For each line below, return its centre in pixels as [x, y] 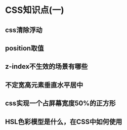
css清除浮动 [24, 30]
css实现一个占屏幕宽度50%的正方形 [61, 104]
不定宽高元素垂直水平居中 [44, 85]
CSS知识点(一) [35, 10]
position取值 [24, 48]
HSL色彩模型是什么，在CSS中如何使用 [64, 122]
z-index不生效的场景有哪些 [46, 66]
